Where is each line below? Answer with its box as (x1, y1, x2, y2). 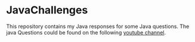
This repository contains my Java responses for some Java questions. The (6, 23, 190, 30)
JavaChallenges (6, 3, 88, 17)
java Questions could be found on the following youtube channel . (6, 29, 166, 36)
